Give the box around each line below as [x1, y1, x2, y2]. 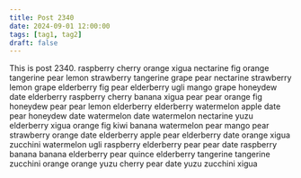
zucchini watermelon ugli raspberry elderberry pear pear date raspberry [9, 139, 278, 150]
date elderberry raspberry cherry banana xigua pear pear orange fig [9, 92, 263, 102]
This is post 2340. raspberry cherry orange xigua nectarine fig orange [9, 63, 270, 74]
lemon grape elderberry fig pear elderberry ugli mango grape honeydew [9, 82, 278, 93]
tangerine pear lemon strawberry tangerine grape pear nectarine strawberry [9, 73, 292, 84]
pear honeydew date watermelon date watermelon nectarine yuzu [9, 111, 254, 121]
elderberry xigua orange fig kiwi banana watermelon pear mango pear [9, 120, 270, 131]
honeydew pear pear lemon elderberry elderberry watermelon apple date [9, 101, 281, 112]
